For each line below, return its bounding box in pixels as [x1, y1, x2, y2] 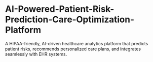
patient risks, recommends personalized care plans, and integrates [5, 46, 141, 52]
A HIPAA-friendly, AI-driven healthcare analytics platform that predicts [5, 40, 148, 46]
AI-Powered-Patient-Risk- [5, 3, 115, 15]
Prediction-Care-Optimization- [5, 14, 135, 25]
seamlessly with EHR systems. [5, 51, 67, 57]
